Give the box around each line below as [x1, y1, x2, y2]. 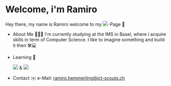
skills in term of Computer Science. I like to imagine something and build [12, 36, 165, 42]
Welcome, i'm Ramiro [5, 4, 97, 15]
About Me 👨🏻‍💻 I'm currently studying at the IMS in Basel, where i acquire [12, 31, 166, 37]
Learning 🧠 [12, 54, 36, 60]
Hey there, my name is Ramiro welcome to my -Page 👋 [5, 21, 125, 27]
